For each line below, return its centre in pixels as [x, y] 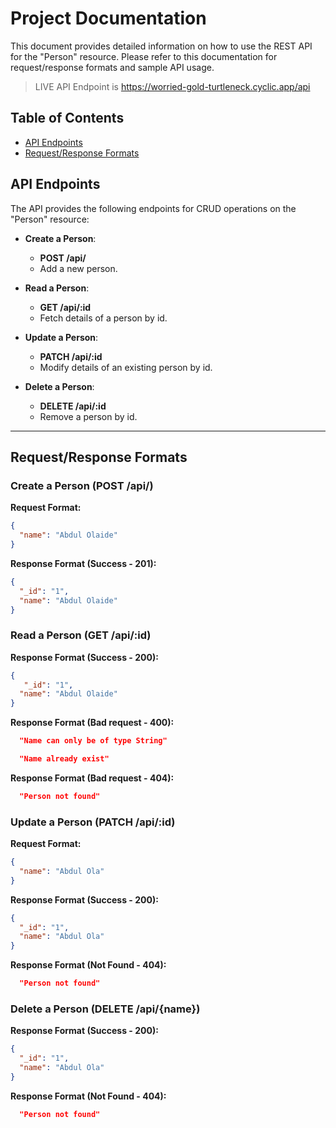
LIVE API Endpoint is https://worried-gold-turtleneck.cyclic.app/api [172, 86]
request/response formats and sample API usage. [112, 67]
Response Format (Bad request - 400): [92, 723]
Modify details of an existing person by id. [126, 367]
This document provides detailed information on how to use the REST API [161, 46]
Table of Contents [67, 118]
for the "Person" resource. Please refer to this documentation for [144, 56]
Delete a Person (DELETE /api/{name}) [105, 1009]
